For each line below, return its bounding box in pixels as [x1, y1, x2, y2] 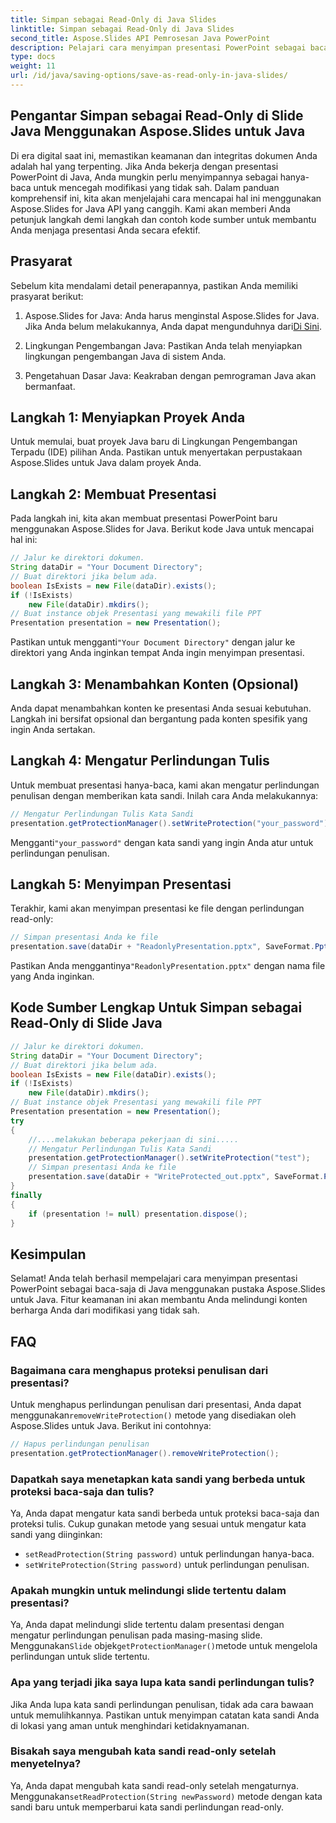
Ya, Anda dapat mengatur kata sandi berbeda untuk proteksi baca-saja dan [10, 1507, 320, 1519]
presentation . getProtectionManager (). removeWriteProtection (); [10, 1448, 280, 1458]
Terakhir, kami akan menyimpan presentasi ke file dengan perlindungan [10, 902, 305, 915]
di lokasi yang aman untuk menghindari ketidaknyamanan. [10, 1719, 250, 1731]
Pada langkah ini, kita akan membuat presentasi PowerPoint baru [10, 512, 278, 525]
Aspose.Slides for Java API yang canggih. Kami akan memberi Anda [10, 202, 291, 215]
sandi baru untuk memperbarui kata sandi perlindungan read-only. [10, 1801, 284, 1813]
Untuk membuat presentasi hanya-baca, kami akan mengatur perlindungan [10, 779, 320, 791]
